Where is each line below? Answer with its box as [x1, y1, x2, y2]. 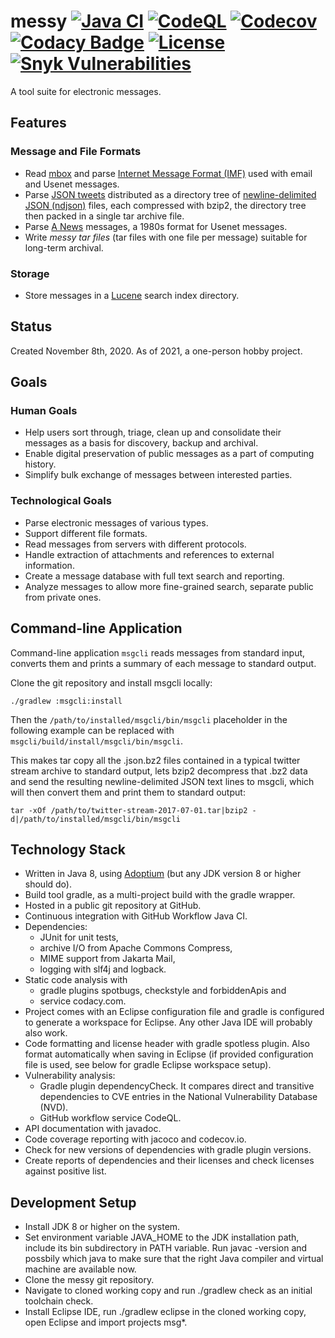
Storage [10, 266, 50, 280]
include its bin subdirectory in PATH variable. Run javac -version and [24, 1242, 308, 1254]
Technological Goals [10, 494, 112, 508]
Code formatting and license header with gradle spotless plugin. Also [24, 1038, 310, 1050]
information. [24, 559, 75, 571]
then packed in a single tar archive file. [24, 210, 185, 222]
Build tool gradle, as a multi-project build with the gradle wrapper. [24, 889, 296, 901]
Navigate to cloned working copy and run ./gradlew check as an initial [24, 1285, 313, 1297]
